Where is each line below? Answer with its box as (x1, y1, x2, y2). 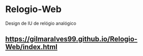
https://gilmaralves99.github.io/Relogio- (5, 35, 138, 43)
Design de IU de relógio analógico (5, 20, 76, 26)
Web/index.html (5, 43, 58, 51)
